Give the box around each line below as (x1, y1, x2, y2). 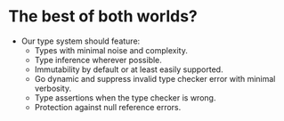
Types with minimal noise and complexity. (34, 44, 188, 55)
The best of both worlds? (8, 6, 198, 27)
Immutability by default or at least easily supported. (34, 64, 223, 75)
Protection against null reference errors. (34, 101, 182, 112)
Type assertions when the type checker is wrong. (34, 92, 216, 103)
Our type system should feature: (20, 36, 141, 46)
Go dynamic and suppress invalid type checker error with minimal (34, 73, 276, 84)
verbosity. (34, 83, 72, 93)
